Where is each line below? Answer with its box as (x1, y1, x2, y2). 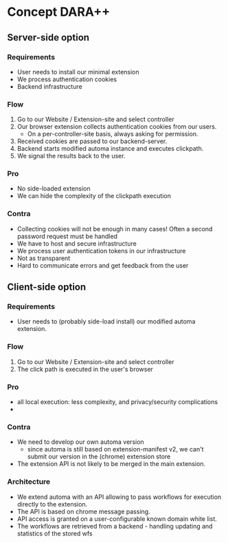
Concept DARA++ (7, 4, 111, 20)
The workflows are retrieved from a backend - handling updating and (16, 522, 213, 530)
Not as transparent (16, 254, 71, 262)
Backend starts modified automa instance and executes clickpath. (16, 145, 204, 153)
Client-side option (7, 281, 87, 293)
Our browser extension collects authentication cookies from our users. (16, 123, 217, 131)
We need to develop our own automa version (16, 438, 144, 446)
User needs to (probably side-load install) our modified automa (16, 317, 196, 326)
